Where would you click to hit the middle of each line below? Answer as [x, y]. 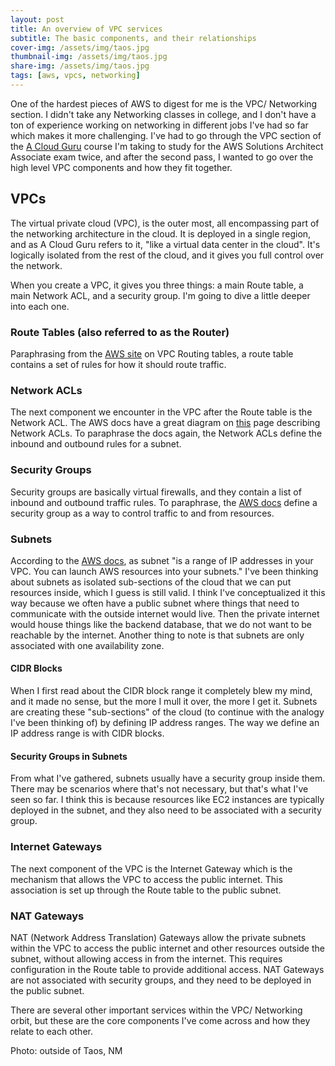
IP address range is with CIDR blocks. [87, 733]
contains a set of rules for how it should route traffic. [118, 364]
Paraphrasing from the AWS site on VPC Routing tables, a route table [152, 353]
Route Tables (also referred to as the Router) [120, 332]
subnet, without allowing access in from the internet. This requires [146, 958]
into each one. [40, 306]
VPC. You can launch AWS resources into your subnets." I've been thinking [164, 571]
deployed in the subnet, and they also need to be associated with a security [166, 810]
